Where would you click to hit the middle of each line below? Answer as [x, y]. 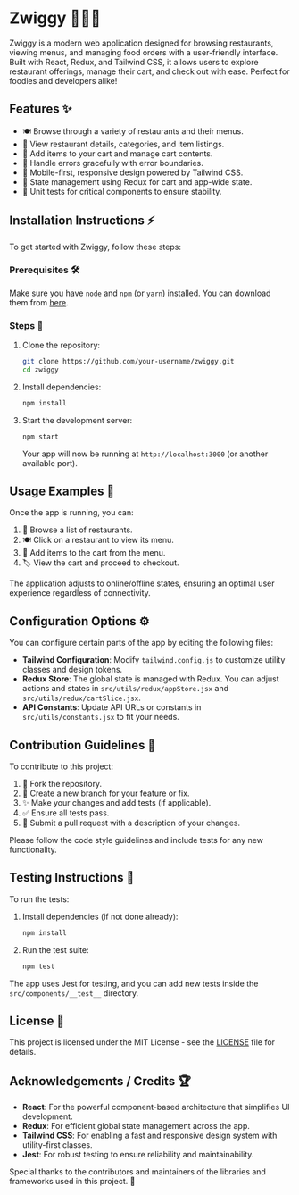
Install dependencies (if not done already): [100, 916]
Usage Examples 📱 [62, 492]
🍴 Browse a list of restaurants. [77, 530]
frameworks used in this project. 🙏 [72, 1182]
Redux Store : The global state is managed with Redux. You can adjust [150, 679]
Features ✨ [41, 109]
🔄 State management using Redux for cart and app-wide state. [137, 181]
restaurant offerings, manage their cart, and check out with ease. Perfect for [149, 71]
